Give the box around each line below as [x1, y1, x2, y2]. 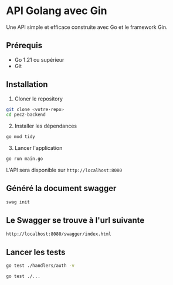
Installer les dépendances [14, 122, 77, 130]
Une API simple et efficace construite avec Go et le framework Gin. [6, 24, 168, 31]
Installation [6, 79, 48, 89]
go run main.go [6, 156, 43, 162]
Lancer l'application [14, 145, 63, 152]
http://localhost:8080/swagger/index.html [6, 231, 111, 237]
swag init [6, 199, 30, 205]
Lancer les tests [6, 247, 66, 257]
